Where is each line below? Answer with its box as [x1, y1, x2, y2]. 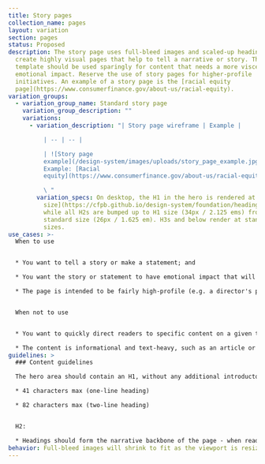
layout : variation [8, 26, 69, 34]
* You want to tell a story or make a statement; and [15, 259, 196, 267]
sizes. [43, 223, 65, 231]
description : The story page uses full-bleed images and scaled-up [8, 48, 235, 56]
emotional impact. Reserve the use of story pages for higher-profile [15, 70, 252, 78]
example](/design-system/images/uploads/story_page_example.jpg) [43, 157, 263, 166]
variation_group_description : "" [22, 107, 132, 115]
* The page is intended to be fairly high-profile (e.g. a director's [15, 287, 252, 295]
